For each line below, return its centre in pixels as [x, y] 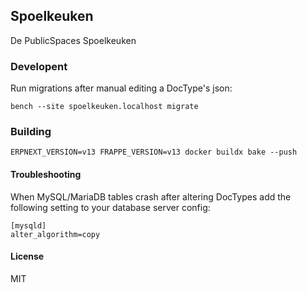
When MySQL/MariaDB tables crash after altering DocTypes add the [151, 196]
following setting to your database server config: [110, 207]
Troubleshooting [46, 174]
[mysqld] [28, 225]
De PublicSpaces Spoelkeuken [73, 40]
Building [31, 132]
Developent [39, 66]
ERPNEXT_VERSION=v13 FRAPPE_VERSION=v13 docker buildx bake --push [154, 152]
